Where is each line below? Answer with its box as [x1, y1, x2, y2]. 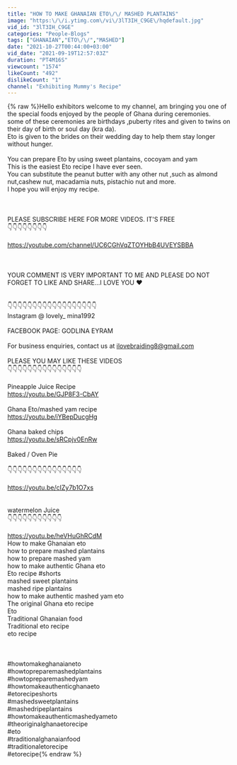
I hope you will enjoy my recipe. [7, 185, 100, 193]
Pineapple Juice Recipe [7, 382, 76, 391]
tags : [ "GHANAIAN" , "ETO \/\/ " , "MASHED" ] [7, 37, 125, 44]
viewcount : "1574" [7, 63, 62, 70]
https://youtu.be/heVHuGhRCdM [7, 532, 103, 540]
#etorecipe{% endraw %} [7, 750, 83, 759]
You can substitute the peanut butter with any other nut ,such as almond [7, 170, 218, 178]
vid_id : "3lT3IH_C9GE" [7, 23, 74, 30]
